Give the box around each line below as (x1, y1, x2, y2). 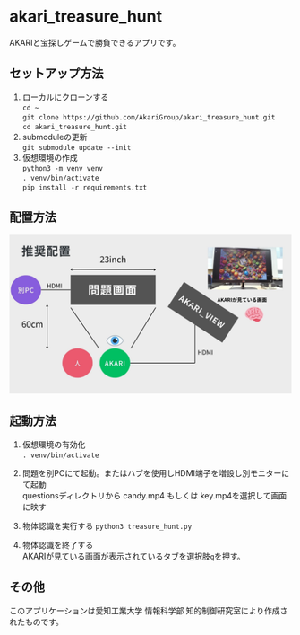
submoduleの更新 (21, 131, 88, 142)
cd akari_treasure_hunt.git (21, 122, 127, 131)
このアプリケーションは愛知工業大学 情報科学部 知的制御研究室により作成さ (9, 604, 288, 616)
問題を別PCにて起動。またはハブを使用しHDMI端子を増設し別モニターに (21, 467, 289, 478)
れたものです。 (9, 616, 64, 627)
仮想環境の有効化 (21, 438, 86, 450)
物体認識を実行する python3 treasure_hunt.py (21, 520, 193, 531)
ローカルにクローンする (21, 92, 109, 102)
